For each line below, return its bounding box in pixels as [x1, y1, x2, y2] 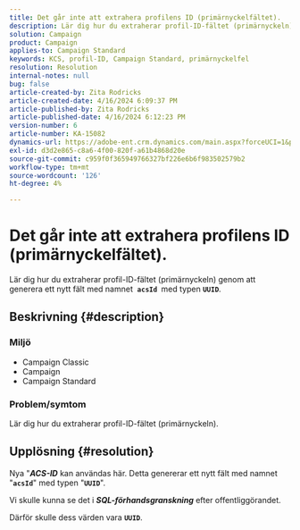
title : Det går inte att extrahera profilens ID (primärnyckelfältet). [9, 13, 281, 22]
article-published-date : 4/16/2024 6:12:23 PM [9, 113, 186, 122]
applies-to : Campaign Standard [9, 46, 126, 55]
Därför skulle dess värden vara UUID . [9, 511, 143, 523]
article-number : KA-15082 [9, 130, 105, 139]
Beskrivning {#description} [9, 309, 165, 324]
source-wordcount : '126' [9, 171, 102, 180]
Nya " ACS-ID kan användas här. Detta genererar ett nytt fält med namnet [9, 467, 279, 478]
